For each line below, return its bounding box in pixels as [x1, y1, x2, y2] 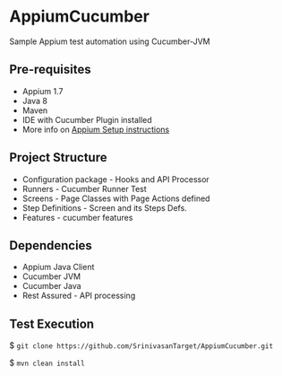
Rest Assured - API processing [21, 290, 136, 302]
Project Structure [9, 150, 107, 165]
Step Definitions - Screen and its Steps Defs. [21, 202, 188, 213]
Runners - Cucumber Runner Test [21, 183, 148, 194]
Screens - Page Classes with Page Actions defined [21, 193, 210, 204]
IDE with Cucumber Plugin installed [21, 114, 152, 125]
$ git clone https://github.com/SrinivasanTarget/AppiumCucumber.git [9, 340, 274, 351]
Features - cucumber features [21, 212, 133, 223]
